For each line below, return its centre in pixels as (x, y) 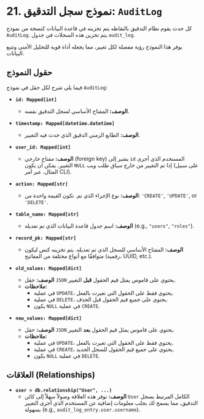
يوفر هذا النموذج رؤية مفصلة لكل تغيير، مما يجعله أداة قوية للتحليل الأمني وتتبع (94, 47)
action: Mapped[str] (41, 184)
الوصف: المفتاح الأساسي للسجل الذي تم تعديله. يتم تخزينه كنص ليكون (104, 249)
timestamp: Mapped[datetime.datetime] (65, 123)
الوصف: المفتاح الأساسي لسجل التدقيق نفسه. (77, 111)
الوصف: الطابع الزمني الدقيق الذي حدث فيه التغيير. (82, 135)
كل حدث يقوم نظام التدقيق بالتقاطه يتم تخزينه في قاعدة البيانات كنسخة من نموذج (99, 28)
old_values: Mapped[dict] (48, 268)
